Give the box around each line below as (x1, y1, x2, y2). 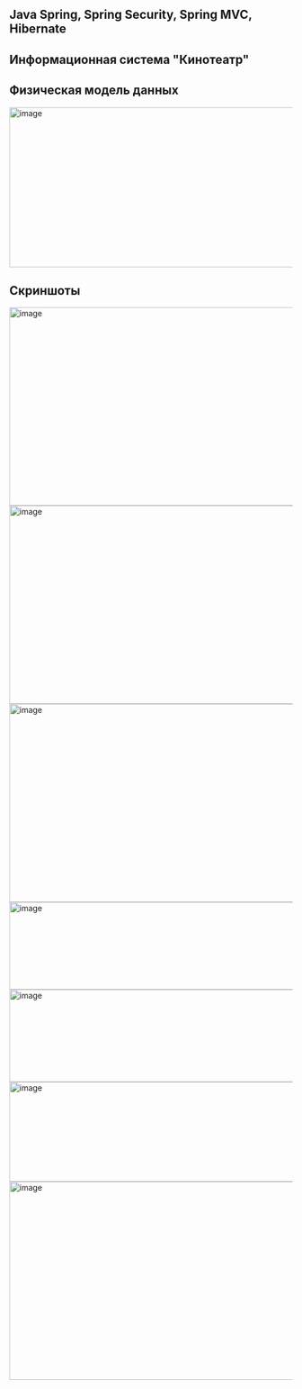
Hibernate (9, 22, 67, 37)
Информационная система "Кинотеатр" (9, 51, 250, 67)
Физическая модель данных (9, 83, 179, 98)
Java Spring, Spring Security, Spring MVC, (9, 7, 253, 23)
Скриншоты (9, 283, 81, 298)
